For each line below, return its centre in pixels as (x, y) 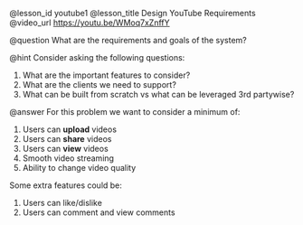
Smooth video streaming (68, 158)
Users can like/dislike (62, 203)
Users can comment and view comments (99, 212)
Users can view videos (65, 149)
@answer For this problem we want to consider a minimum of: (125, 112)
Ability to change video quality (79, 168)
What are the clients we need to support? (99, 84)
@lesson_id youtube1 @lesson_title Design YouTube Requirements (133, 13)
